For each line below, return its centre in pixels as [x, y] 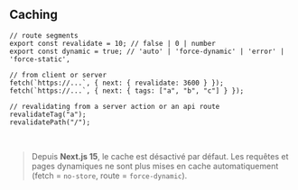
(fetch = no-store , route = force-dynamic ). [109, 176]
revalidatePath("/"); [50, 122]
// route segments [44, 35]
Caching [34, 15]
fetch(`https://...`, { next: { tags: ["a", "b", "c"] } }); [127, 90]
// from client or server [58, 75]
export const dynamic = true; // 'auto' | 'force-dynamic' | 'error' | [147, 51]
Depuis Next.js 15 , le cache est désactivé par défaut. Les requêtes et [160, 156]
